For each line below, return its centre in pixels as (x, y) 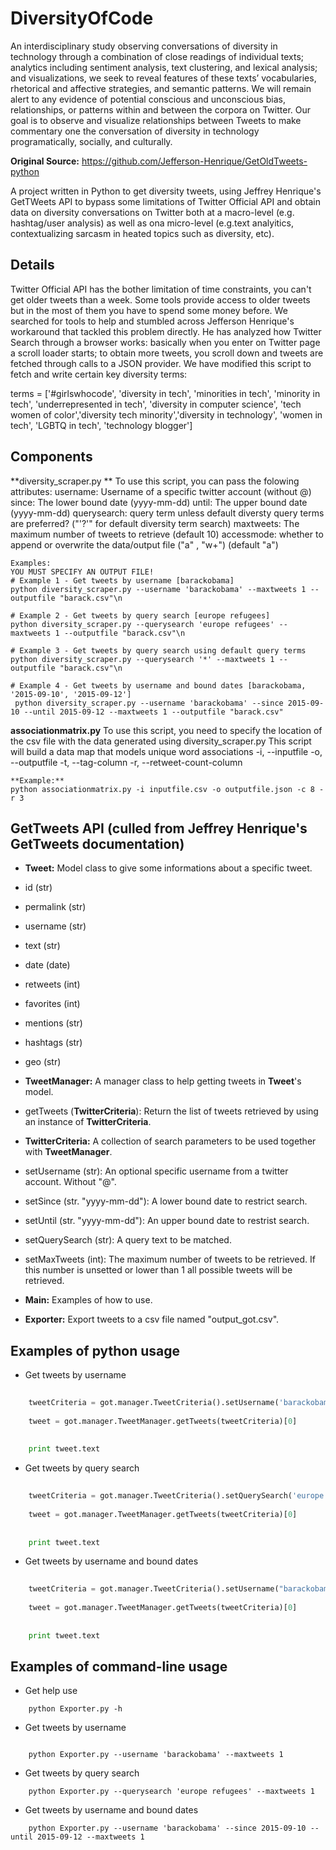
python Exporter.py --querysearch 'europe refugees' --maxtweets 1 (171, 1792)
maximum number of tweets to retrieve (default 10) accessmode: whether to (167, 534)
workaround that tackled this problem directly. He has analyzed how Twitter (166, 331)
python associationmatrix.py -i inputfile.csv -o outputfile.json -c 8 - (167, 789)
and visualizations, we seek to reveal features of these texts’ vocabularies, (163, 78)
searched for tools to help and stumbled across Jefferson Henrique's (152, 321)
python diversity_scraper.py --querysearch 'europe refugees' (142, 624)
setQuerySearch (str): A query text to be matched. (128, 1240)
